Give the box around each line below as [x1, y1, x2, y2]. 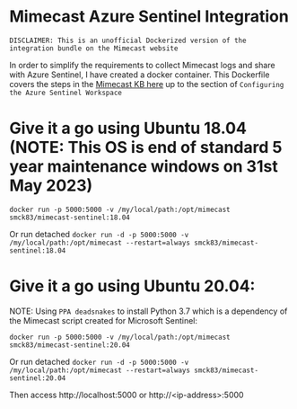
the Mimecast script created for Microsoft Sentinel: [9, 315, 198, 325]
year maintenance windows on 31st [9, 156, 278, 177]
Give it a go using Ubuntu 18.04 [9, 119, 247, 138]
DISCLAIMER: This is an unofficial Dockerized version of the [9, 36, 247, 45]
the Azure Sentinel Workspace [9, 88, 123, 97]
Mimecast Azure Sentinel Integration [9, 6, 289, 27]
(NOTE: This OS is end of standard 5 [9, 138, 283, 158]
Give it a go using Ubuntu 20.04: [9, 276, 256, 297]
